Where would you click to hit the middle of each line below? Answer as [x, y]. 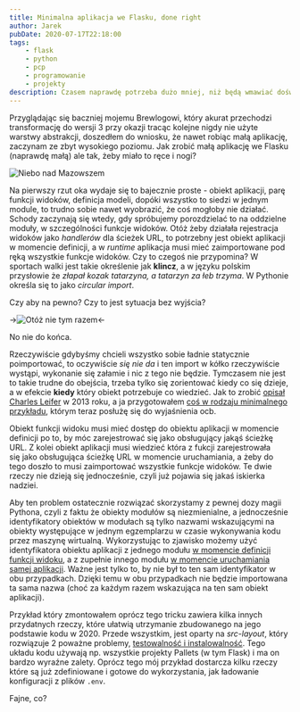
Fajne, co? [28, 698]
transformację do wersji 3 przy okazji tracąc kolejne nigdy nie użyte [134, 127]
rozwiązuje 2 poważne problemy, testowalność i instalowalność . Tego [137, 642]
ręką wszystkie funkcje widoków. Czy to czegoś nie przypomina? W [134, 256]
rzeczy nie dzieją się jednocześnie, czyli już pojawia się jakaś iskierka [137, 476]
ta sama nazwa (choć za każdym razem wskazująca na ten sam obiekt [139, 588]
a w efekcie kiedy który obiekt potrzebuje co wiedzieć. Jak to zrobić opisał [147, 392]
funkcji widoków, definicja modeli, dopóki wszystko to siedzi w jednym [139, 199]
